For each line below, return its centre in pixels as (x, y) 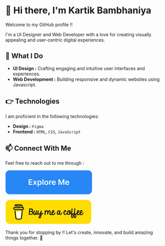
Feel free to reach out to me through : (45, 163)
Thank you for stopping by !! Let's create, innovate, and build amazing (79, 233)
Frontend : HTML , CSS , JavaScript (47, 131)
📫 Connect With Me (38, 148)
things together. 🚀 (24, 238)
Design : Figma (28, 126)
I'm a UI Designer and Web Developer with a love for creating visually (78, 34)
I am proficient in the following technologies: (52, 116)
